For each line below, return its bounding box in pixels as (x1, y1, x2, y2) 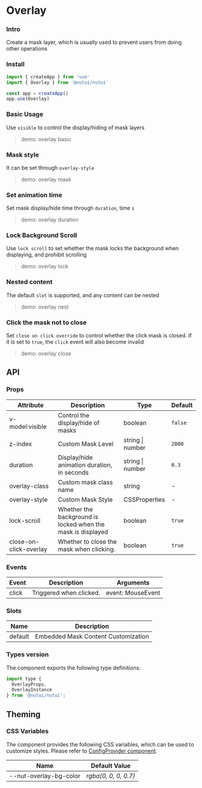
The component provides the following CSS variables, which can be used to (6, 740, 194, 748)
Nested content (6, 278, 53, 286)
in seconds (58, 468, 89, 476)
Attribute (17, 401, 44, 409)
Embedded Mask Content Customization (35, 632, 149, 641)
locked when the (58, 520, 105, 528)
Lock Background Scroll (6, 231, 78, 239)
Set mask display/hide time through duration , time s (6, 205, 135, 212)
